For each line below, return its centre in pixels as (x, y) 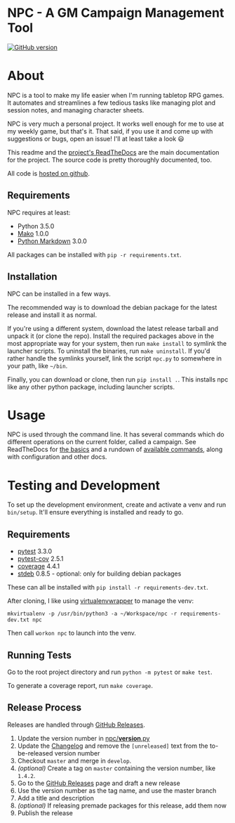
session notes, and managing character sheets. (76, 110)
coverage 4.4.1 (39, 566)
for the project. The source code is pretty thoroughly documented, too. (110, 160)
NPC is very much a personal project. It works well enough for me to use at (116, 124)
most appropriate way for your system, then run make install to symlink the (117, 343)
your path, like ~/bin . (38, 365)
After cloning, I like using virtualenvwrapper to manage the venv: (101, 601)
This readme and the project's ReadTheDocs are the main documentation (113, 152)
